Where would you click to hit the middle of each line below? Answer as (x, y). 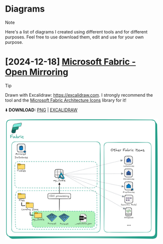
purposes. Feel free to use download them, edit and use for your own (74, 37)
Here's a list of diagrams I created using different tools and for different (76, 32)
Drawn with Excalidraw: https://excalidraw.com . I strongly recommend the (79, 95)
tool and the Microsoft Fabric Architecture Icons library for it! (66, 100)
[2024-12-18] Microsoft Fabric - (71, 62)
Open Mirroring (37, 72)
